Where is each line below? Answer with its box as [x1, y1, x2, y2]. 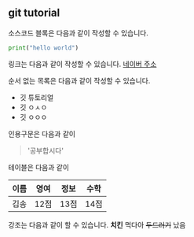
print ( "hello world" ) [8, 43, 79, 52]
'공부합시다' [27, 146, 64, 155]
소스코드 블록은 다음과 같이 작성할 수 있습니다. [8, 28, 149, 38]
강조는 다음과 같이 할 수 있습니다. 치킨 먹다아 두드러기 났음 [8, 220, 186, 229]
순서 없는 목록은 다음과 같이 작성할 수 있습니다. [8, 76, 151, 85]
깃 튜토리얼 [19, 92, 54, 102]
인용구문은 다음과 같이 [8, 129, 76, 139]
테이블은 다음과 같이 [8, 162, 69, 172]
